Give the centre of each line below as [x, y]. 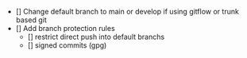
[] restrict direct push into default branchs [96, 37]
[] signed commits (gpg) [67, 45]
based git [31, 20]
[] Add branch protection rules [65, 28]
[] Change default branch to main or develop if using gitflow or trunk [127, 12]
